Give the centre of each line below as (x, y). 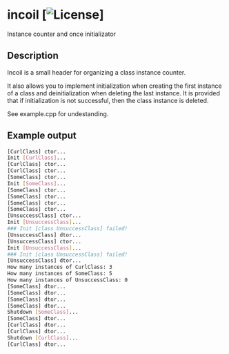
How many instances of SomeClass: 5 (60, 274)
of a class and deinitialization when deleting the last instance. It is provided (114, 93)
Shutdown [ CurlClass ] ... (43, 338)
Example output (42, 136)
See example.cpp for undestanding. (58, 113)
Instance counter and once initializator (61, 34)
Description (33, 56)
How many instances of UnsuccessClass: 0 (68, 280)
